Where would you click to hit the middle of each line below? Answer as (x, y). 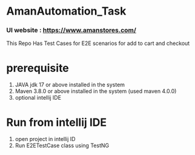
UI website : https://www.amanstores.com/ (71, 30)
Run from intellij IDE (57, 122)
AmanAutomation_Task (66, 11)
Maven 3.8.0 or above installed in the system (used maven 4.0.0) (96, 91)
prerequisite (38, 68)
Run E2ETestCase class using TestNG (62, 146)
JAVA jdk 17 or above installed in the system (70, 85)
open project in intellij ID (45, 139)
